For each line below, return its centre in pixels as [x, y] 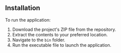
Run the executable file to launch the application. [62, 45]
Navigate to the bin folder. [39, 40]
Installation [23, 8]
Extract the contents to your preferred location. [60, 34]
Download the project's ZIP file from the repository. [64, 29]
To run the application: [28, 20]
